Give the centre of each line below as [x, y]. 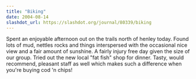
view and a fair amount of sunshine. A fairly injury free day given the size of [98, 51]
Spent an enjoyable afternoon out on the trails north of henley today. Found [97, 39]
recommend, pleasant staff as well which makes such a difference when [94, 64]
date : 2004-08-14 [27, 17]
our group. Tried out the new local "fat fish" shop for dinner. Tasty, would [95, 58]
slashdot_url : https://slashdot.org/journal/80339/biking [79, 22]
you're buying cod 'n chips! [39, 70]
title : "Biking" [26, 11]
